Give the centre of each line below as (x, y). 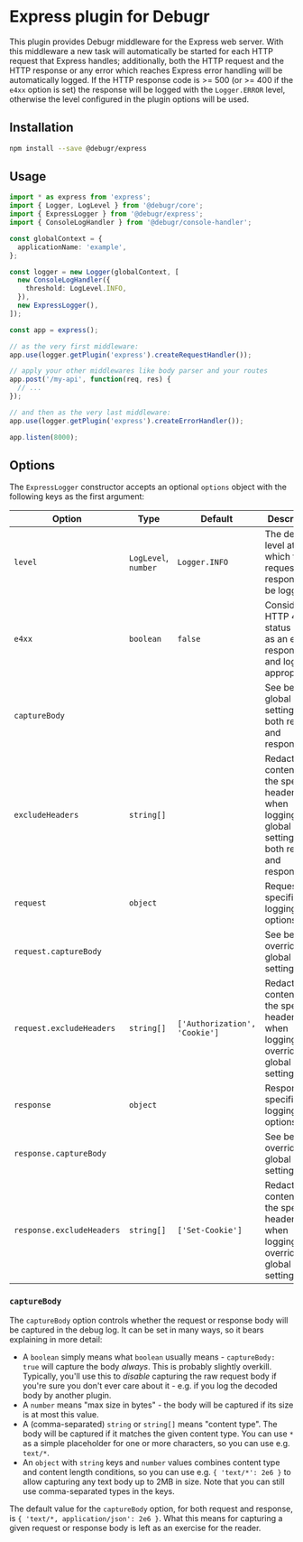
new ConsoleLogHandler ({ (64, 280)
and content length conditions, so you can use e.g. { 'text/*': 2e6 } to (156, 1472)
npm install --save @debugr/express (78, 148)
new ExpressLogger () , (58, 306)
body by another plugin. (67, 1395)
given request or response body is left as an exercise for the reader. (135, 1528)
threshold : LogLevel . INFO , (76, 289)
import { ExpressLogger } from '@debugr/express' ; (106, 214)
